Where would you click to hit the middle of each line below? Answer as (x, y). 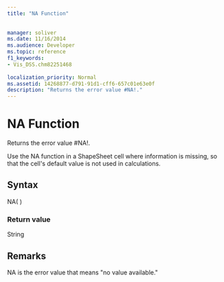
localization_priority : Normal (52, 77)
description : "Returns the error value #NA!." (75, 90)
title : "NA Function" (38, 13)
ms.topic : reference (37, 52)
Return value (29, 219)
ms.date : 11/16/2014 (37, 39)
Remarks (27, 256)
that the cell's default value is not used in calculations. (84, 164)
